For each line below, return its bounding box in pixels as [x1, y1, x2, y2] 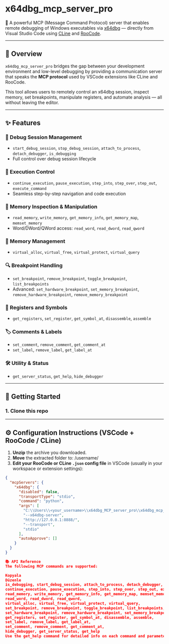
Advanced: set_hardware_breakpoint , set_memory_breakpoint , [12, 286, 139, 292]
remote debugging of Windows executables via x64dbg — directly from [5, 25, 154, 31]
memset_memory [12, 221, 42, 226]
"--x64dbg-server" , [23, 513, 64, 518]
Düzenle [5, 578, 22, 583]
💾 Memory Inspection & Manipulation [5, 203, 98, 210]
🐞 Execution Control [5, 168, 55, 175]
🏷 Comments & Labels [5, 328, 62, 335]
